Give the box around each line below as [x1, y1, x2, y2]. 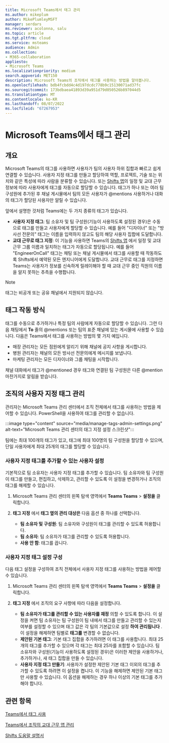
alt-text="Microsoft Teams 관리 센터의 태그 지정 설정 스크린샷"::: [5, 426, 135, 432]
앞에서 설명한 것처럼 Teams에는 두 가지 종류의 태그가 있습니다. [5, 208, 128, 214]
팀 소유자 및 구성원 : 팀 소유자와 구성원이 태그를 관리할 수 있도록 [20, 521, 143, 527]
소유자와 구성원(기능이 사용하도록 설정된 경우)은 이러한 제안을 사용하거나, [20, 649, 164, 655]
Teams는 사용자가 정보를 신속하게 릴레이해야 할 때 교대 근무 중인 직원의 [12, 263, 153, 268]
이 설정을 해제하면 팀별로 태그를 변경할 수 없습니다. [20, 630, 120, 636]
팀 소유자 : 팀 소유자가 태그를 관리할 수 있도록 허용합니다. [20, 533, 130, 539]
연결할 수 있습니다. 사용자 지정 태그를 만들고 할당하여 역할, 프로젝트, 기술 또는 [5, 172, 157, 177]
